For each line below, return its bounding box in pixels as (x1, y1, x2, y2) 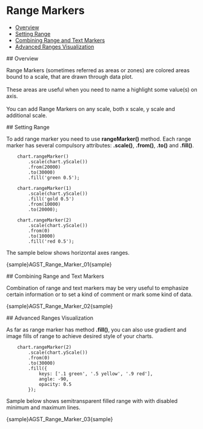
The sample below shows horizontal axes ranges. (6, 249, 130, 256)
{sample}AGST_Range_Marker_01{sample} (6, 260, 112, 268)
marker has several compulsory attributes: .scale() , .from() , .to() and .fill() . (6, 141, 194, 149)
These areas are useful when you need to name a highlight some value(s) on (6, 86, 198, 93)
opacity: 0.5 (38, 381, 72, 387)
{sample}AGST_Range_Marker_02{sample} (6, 302, 113, 309)
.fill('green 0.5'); (28, 174, 80, 181)
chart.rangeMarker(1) (17, 185, 72, 191)
